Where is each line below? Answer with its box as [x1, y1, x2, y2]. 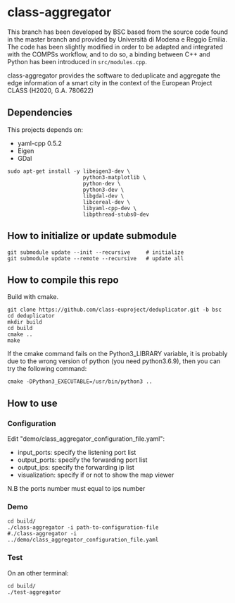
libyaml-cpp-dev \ [82, 205, 137, 212]
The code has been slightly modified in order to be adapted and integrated [7, 42, 224, 51]
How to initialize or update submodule [7, 230, 177, 242]
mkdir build [7, 319, 42, 326]
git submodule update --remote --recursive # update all [7, 255, 184, 262]
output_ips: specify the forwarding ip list [17, 463, 135, 472]
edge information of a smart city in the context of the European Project [7, 78, 212, 87]
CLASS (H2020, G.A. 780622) [7, 86, 94, 95]
